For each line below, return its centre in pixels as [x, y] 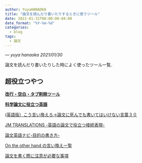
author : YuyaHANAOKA [26, 9]
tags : [10, 37]
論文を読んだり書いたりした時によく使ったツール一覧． [60, 65]
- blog [16, 32]
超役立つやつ [24, 81]
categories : [17, 28]
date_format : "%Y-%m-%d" [30, 23]
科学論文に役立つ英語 [26, 104]
